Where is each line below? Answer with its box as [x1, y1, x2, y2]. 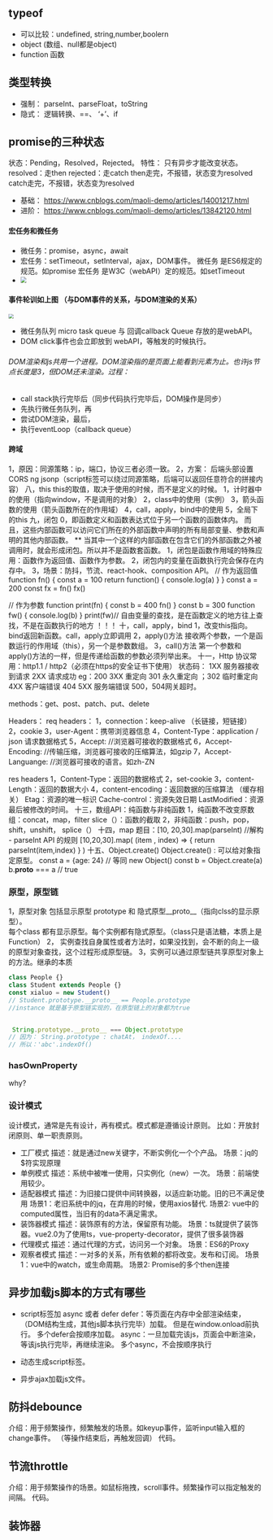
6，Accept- [193, 736, 233, 746]
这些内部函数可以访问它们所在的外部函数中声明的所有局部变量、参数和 [22, 525, 258, 534]
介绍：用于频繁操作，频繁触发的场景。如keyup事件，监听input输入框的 [8, 1423, 245, 1433]
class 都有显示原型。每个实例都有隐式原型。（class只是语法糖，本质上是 [22, 927, 262, 936]
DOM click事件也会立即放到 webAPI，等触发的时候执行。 [19, 337, 211, 347]
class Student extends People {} [8, 981, 122, 989]
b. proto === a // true [8, 864, 79, 874]
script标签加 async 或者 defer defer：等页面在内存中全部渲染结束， [19, 1309, 246, 1319]
